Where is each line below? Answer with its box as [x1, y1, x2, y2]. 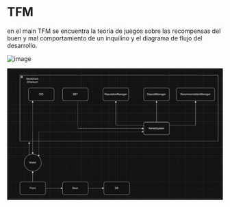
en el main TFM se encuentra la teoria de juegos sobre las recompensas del [7, 27, 221, 35]
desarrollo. [7, 41, 38, 49]
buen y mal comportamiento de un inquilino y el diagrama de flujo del [7, 34, 203, 42]
